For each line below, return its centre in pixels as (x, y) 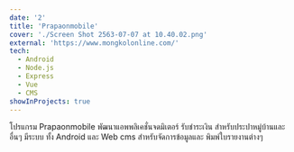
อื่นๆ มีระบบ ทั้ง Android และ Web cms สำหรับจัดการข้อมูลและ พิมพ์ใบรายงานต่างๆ (136, 137)
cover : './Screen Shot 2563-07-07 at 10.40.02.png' (108, 34)
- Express (36, 76)
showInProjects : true (50, 101)
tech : (19, 51)
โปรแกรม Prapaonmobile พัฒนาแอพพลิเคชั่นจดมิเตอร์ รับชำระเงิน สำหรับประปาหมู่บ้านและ (147, 127)
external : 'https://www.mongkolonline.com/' (94, 43)
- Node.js (36, 68)
